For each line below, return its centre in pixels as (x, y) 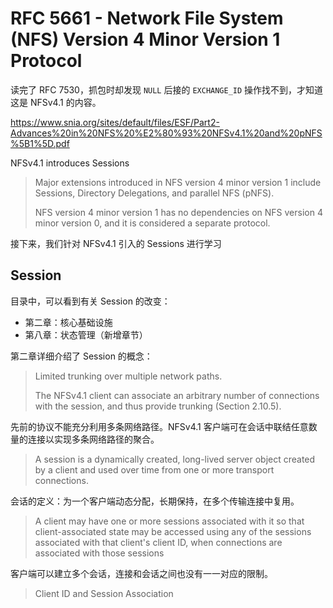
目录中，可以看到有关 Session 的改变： (90, 301)
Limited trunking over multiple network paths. (128, 376)
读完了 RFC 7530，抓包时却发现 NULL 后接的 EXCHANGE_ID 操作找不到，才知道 (167, 89)
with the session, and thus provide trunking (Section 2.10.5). (158, 406)
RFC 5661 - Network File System (147, 18)
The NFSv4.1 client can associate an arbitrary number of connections (177, 395)
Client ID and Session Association (104, 593)
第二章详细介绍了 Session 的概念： (81, 356)
